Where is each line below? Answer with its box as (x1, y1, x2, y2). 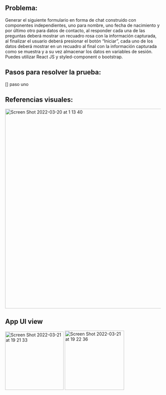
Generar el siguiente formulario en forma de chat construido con (5, 17, 137, 23)
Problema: (5, 4, 38, 12)
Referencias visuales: (5, 96, 73, 104)
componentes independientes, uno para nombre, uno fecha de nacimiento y (5, 22, 160, 28)
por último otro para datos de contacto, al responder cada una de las (5, 27, 145, 34)
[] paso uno (5, 81, 29, 87)
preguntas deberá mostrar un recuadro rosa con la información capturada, (5, 33, 157, 39)
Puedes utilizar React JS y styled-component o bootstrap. (5, 54, 123, 60)
